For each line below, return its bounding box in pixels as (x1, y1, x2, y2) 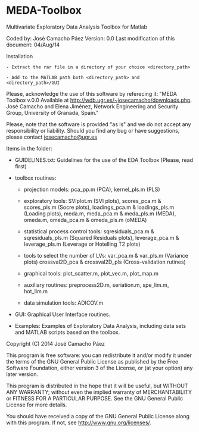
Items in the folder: (6, 145, 52, 152)
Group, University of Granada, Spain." (6, 109, 99, 116)
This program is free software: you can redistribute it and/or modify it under (6, 352, 192, 359)
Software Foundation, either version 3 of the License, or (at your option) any (6, 364, 193, 371)
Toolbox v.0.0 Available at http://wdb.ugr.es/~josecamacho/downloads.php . (6, 96, 192, 104)
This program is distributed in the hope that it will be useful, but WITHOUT (6, 382, 188, 389)
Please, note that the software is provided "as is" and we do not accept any (6, 120, 191, 128)
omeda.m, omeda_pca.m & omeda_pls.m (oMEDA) (23, 216, 147, 223)
